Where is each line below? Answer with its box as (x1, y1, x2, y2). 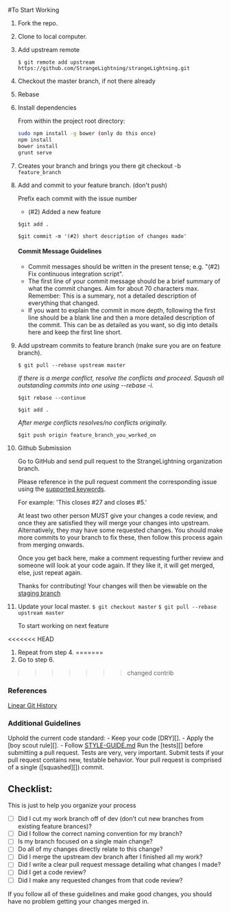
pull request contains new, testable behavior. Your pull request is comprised (8, 756, 222, 764)
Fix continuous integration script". (27, 269, 124, 278)
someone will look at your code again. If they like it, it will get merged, (17, 561, 215, 569)
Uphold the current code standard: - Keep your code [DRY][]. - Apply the (8, 734, 215, 743)
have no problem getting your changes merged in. (8, 897, 149, 905)
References (8, 686, 47, 695)
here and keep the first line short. (27, 328, 123, 336)
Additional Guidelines (8, 718, 82, 728)
